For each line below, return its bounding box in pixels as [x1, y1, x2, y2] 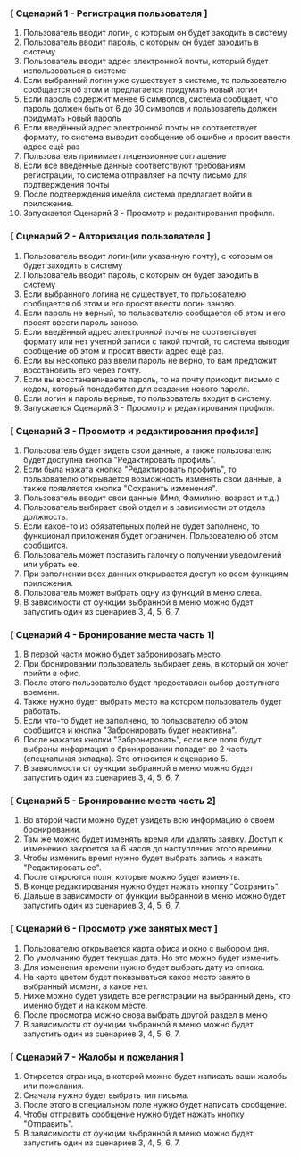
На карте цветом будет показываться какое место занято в [22, 971, 251, 982]
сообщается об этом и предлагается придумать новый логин [22, 84, 258, 96]
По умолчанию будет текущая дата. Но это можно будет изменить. [22, 952, 281, 963]
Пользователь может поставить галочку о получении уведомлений [22, 549, 282, 560]
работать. [22, 706, 62, 717]
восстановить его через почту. [22, 365, 142, 375]
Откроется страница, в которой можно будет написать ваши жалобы [22, 1071, 288, 1082]
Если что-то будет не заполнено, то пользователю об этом [22, 716, 249, 726]
